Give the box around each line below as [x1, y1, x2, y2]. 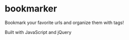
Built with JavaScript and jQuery [5, 29, 72, 35]
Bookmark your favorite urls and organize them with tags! [5, 19, 124, 25]
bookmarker [5, 3, 57, 14]
